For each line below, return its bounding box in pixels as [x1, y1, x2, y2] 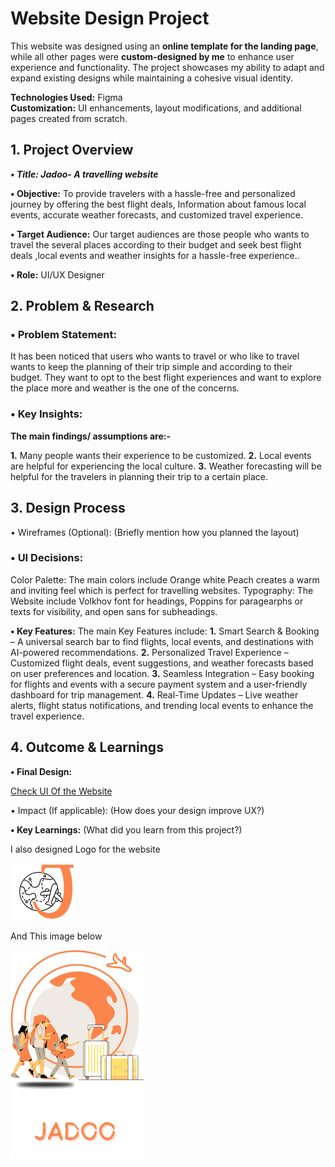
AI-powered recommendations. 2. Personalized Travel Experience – [10, 646, 289, 658]
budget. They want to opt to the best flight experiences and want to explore [10, 372, 322, 384]
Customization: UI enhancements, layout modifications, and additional [10, 102, 302, 114]
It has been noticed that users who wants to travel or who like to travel [10, 350, 300, 362]
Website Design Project [10, 7, 210, 30]
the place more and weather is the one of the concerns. [10, 382, 240, 394]
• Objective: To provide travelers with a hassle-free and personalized [10, 187, 296, 199]
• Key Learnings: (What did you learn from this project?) [10, 823, 243, 836]
